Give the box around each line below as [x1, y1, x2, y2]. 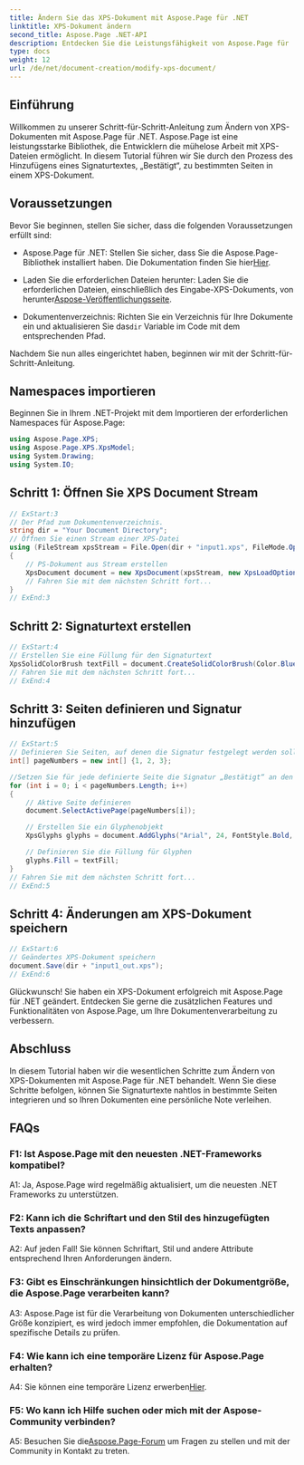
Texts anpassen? [9, 1223, 86, 1236]
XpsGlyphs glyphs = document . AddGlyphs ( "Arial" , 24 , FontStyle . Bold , [25, 831, 294, 841]
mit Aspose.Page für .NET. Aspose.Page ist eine [58, 130, 238, 141]
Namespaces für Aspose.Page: [9, 418, 126, 429]
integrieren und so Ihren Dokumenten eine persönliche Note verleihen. [9, 1094, 271, 1105]
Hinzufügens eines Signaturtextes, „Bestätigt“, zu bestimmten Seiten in [9, 159, 273, 170]
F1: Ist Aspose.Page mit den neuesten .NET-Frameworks [9, 1147, 262, 1160]
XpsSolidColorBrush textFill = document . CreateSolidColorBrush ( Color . [9, 659, 281, 669]
